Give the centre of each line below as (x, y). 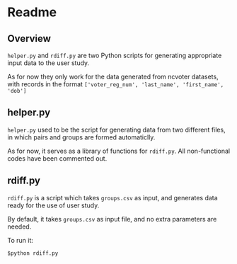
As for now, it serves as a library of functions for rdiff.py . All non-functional (119, 151)
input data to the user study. (48, 63)
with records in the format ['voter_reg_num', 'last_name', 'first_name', (116, 84)
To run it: (21, 240)
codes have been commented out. (57, 158)
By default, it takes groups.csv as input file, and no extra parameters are (112, 219)
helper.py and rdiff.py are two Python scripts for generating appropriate (115, 55)
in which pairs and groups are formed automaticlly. (81, 137)
